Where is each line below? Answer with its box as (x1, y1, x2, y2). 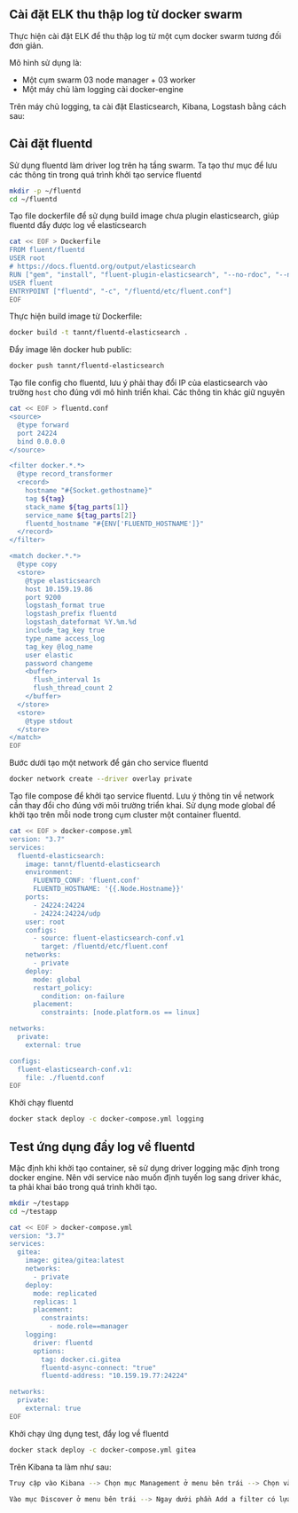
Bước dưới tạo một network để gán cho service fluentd (9, 758, 208, 768)
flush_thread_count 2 (32, 683, 114, 693)
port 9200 (25, 593, 62, 602)
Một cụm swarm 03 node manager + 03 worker (21, 75, 196, 85)
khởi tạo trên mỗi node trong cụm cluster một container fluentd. (9, 809, 241, 820)
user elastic (25, 650, 74, 659)
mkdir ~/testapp (9, 1198, 69, 1208)
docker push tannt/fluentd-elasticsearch (9, 361, 165, 371)
